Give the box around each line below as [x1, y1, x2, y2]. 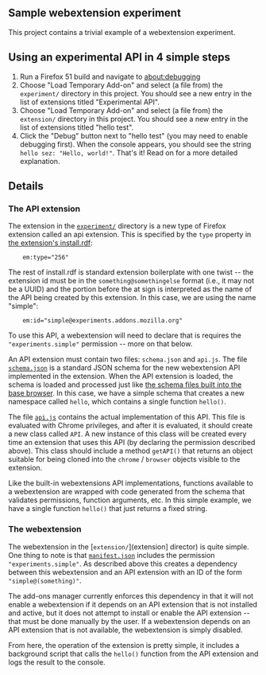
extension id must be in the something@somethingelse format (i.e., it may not [8, 276, 255, 286]
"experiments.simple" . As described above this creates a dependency [8, 559, 238, 568]
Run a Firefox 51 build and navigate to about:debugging [19, 72, 201, 81]
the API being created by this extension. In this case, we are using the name [8, 293, 256, 302]
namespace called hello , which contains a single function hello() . [8, 397, 226, 407]
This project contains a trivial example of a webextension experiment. [8, 27, 236, 37]
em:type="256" [22, 254, 69, 262]
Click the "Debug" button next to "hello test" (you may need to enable [19, 131, 249, 140]
